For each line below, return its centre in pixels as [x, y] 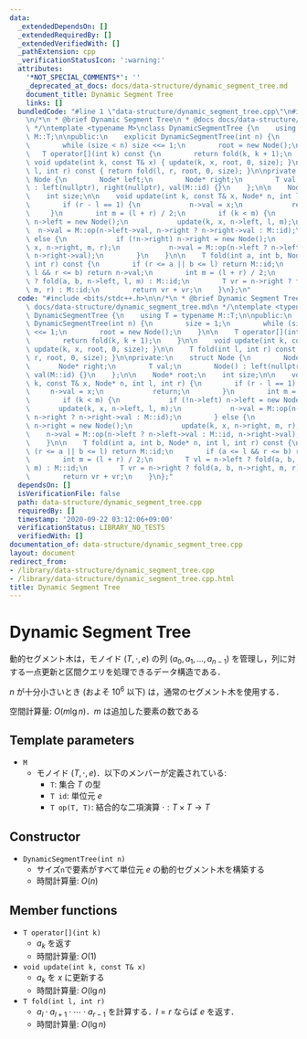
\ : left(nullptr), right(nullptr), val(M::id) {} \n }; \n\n [149, 188]
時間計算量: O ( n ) [67, 881]
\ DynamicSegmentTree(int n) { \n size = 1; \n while [155, 324]
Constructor [45, 837]
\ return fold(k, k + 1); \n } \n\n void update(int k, [157, 341]
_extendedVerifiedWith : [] [69, 43]
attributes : [41, 69]
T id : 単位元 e [76, 796]
